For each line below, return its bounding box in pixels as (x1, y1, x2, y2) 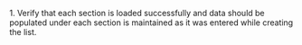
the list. (9, 27, 37, 37)
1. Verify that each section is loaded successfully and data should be (9, 8, 265, 18)
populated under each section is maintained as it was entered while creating (9, 17, 294, 28)
